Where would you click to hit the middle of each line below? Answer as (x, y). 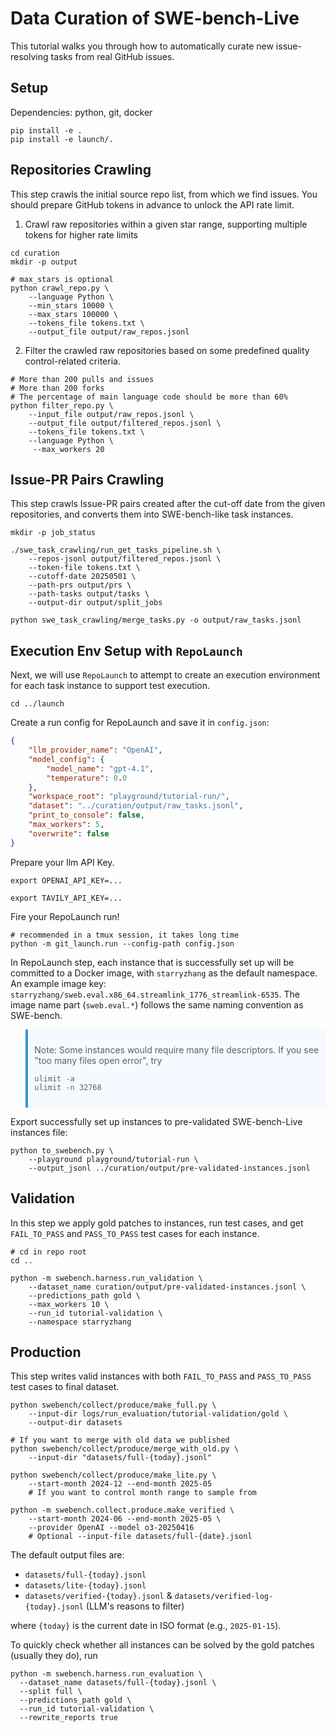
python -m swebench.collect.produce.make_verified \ (122, 1510)
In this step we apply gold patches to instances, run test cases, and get (157, 1223)
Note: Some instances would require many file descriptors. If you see (177, 1050)
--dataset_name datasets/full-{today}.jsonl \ (118, 1683)
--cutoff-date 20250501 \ (82, 577)
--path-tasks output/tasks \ (89, 594)
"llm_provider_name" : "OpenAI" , (95, 750)
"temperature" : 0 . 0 (87, 778)
